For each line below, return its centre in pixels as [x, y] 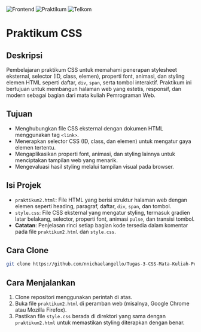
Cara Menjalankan [41, 283]
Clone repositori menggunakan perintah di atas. [74, 297]
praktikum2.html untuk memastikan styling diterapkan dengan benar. [100, 322]
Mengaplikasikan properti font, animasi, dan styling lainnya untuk [95, 154]
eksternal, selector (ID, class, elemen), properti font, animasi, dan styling [95, 76]
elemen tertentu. [35, 147]
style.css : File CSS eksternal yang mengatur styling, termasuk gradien [102, 212]
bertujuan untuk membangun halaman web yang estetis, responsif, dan [94, 89]
